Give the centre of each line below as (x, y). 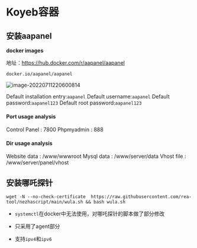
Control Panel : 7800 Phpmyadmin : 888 (55, 130)
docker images (25, 50)
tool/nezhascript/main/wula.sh (45, 202)
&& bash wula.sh (106, 202)
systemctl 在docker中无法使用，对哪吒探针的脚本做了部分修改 (89, 214)
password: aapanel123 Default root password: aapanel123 (74, 103)
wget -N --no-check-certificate (46, 197)
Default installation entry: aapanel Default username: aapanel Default (88, 96)
